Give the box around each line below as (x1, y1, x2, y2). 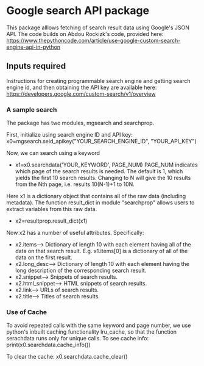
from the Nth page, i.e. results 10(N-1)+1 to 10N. (15, 181, 135, 188)
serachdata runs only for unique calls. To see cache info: (6, 335, 149, 342)
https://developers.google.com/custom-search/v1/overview (6, 90, 156, 98)
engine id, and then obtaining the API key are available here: (6, 84, 157, 91)
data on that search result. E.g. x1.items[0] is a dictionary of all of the (15, 248, 188, 255)
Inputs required (6, 61, 66, 71)
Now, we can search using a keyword (6, 149, 100, 157)
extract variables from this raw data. (6, 206, 97, 213)
